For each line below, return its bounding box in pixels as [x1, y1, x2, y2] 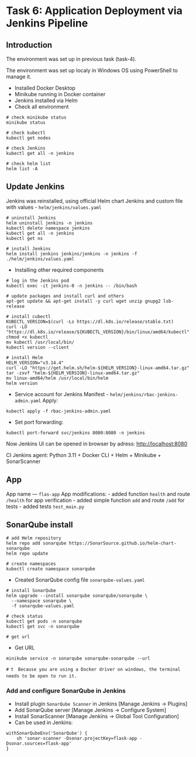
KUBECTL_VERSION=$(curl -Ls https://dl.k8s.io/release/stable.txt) [6, 319, 174, 325]
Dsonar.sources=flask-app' [6, 741, 72, 746]
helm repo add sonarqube [6, 540, 67, 546]
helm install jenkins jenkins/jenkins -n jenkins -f [6, 251, 137, 256]
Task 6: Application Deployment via [6, 4, 183, 18]
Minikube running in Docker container [14, 91, 106, 97]
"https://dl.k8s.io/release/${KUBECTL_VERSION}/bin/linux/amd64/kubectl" [6, 329, 190, 335]
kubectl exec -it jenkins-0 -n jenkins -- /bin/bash [6, 283, 137, 289]
